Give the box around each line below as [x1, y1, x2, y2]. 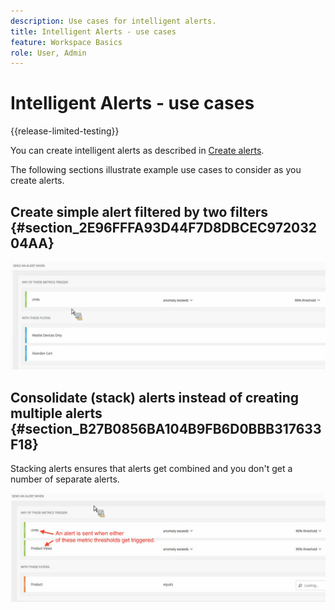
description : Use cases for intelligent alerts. [10, 16, 217, 26]
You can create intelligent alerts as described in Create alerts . [10, 145, 265, 157]
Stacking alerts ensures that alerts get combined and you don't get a [10, 463, 293, 475]
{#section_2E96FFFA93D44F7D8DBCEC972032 [10, 219, 318, 236]
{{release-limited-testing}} [10, 125, 120, 137]
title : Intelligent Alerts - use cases [10, 26, 177, 37]
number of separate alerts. [10, 473, 120, 485]
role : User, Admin [10, 48, 87, 58]
